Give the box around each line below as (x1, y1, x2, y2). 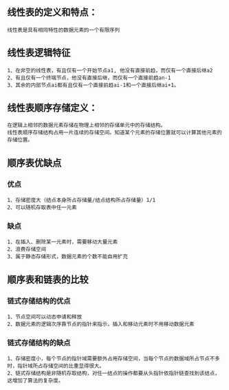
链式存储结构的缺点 (7, 338, 71, 348)
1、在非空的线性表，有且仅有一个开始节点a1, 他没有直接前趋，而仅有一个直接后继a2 (7, 67, 213, 74)
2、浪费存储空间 (7, 246, 47, 253)
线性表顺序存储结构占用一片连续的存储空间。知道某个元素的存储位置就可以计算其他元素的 (7, 130, 222, 136)
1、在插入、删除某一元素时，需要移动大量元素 (7, 238, 118, 246)
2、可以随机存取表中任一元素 (7, 204, 77, 212)
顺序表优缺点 (7, 157, 62, 169)
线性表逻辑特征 (7, 47, 71, 59)
